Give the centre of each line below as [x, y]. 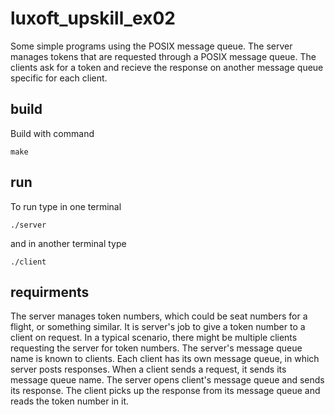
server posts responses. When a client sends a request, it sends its [148, 369]
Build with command [52, 133]
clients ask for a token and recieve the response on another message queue [167, 67]
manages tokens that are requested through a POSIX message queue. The [163, 56]
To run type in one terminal [66, 206]
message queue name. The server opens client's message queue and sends [167, 380]
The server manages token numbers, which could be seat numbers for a [159, 316]
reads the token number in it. [69, 401]
